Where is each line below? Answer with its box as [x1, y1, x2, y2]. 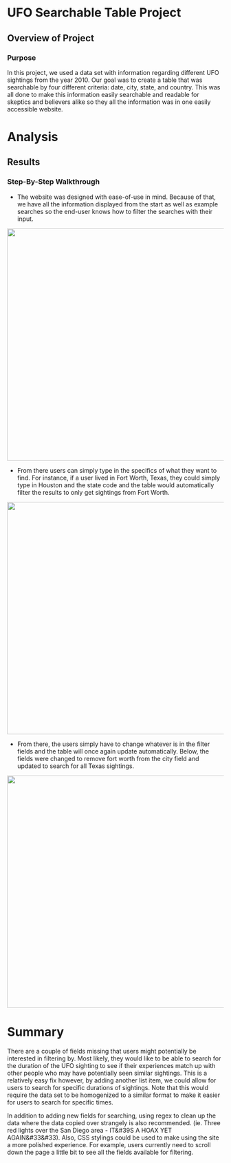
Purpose [7, 53, 36, 63]
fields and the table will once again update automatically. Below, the [16, 747, 210, 755]
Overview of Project [7, 32, 95, 44]
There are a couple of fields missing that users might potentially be [7, 1047, 197, 1055]
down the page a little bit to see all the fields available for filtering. [7, 1148, 194, 1156]
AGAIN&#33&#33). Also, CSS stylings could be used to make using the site [7, 1133, 219, 1142]
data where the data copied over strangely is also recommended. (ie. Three [7, 1118, 221, 1127]
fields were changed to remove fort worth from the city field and [16, 754, 199, 762]
